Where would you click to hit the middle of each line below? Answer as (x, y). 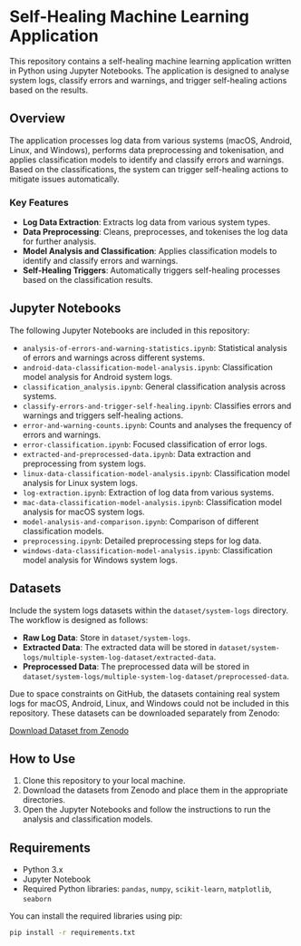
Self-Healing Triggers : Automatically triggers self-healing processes (151, 270)
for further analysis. (59, 241)
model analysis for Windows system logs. (100, 560)
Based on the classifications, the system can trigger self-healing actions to (149, 169)
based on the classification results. (87, 280)
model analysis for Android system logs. (97, 376)
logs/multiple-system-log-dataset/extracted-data (118, 658)
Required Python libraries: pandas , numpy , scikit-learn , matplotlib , (147, 889)
